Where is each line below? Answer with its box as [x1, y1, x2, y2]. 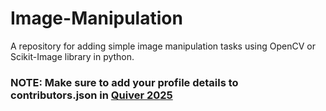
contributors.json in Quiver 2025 [10, 88, 173, 102]
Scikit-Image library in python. [10, 50, 135, 62]
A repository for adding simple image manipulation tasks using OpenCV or [10, 40, 316, 52]
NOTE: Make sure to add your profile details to [10, 75, 239, 89]
